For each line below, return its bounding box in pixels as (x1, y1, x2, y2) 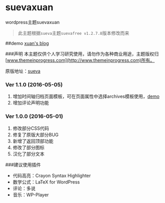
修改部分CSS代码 (12, 125, 49, 131)
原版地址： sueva (5, 68, 41, 74)
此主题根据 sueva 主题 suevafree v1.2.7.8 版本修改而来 (17, 30, 130, 36)
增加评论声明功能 (12, 100, 49, 106)
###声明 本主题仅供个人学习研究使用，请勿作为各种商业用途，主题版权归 (5, 51, 159, 57)
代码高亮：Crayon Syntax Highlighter (12, 172, 91, 178)
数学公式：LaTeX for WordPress (12, 178, 80, 185)
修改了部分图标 (12, 144, 45, 150)
